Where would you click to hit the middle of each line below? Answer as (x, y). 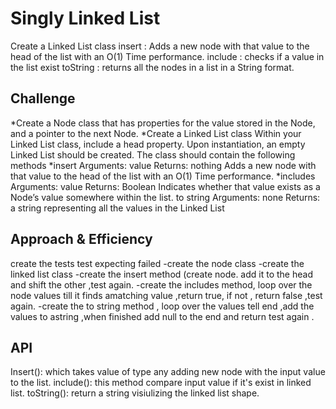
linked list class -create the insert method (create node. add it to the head (161, 274)
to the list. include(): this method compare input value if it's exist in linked (161, 383)
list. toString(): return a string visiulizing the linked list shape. (135, 393)
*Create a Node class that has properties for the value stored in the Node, (163, 123)
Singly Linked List (85, 18)
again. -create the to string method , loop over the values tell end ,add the (162, 306)
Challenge (43, 98)
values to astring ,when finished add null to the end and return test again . (162, 316)
